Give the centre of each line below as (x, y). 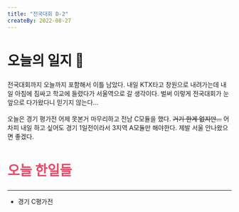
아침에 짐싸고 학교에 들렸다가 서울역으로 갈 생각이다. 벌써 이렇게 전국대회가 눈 (122, 94)
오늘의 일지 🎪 (46, 60)
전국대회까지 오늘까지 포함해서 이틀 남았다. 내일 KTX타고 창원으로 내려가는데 (113, 85)
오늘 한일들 (40, 170)
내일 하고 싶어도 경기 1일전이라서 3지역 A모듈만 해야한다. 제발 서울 (112, 128)
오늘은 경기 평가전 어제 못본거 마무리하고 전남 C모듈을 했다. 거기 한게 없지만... (115, 119)
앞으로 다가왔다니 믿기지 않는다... (53, 102)
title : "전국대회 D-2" (38, 14)
